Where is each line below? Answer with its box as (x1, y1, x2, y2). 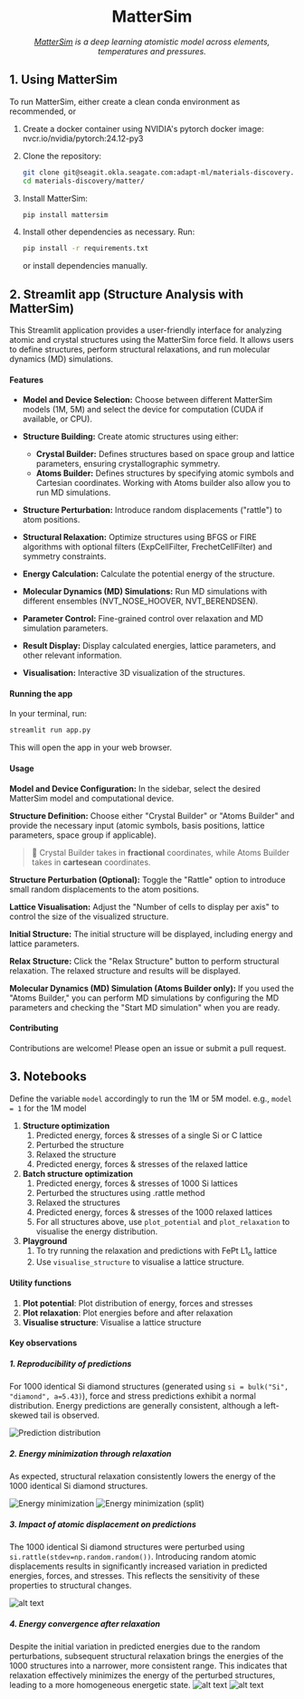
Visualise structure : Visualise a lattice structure (22, 1316, 202, 1327)
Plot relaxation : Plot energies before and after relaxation (22, 1307, 233, 1318)
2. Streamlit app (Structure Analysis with (9, 287, 244, 302)
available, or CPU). (22, 413, 93, 424)
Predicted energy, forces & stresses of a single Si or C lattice (35, 1129, 262, 1141)
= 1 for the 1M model (9, 1102, 87, 1114)
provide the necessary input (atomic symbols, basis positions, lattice (9, 820, 265, 831)
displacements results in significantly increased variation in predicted (9, 1561, 268, 1571)
